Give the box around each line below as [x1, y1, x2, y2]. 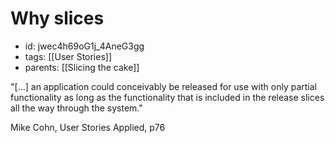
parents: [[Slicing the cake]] [24, 61, 140, 73]
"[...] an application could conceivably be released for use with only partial [10, 80, 317, 92]
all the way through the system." [10, 102, 143, 114]
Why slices [10, 7, 105, 30]
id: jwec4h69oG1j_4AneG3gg [24, 40, 145, 52]
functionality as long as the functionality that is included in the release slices [10, 91, 325, 103]
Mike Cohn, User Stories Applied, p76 [10, 121, 166, 133]
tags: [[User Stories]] [24, 50, 113, 62]
